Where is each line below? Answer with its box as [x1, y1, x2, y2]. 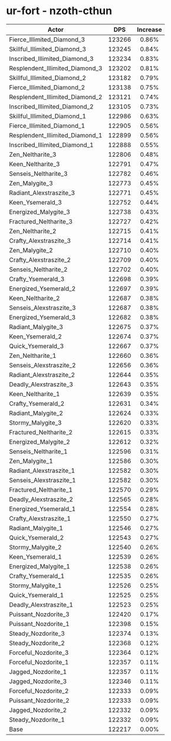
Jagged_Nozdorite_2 [9, 706, 67, 714]
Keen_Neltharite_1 [9, 390, 60, 398]
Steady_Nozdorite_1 [9, 715, 65, 723]
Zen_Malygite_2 [9, 246, 53, 254]
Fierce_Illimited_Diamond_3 [9, 35, 85, 44]
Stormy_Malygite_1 [9, 581, 62, 589]
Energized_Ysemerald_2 [9, 284, 76, 292]
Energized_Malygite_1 [9, 562, 71, 570]
